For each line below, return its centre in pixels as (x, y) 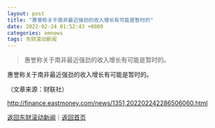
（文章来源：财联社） (37, 89)
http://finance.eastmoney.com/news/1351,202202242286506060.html (107, 103)
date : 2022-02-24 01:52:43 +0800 (55, 26)
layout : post (26, 13)
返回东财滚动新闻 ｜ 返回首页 (47, 118)
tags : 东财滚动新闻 (32, 39)
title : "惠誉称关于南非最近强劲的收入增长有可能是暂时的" (80, 20)
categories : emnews (35, 33)
